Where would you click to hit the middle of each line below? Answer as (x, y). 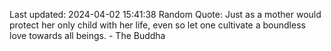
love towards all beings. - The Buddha (87, 35)
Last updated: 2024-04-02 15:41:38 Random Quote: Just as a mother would (165, 14)
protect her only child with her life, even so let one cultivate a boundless (157, 25)
